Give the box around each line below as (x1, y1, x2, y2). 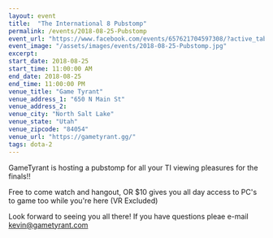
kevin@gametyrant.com (8, 220, 89, 230)
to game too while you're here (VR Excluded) (8, 196, 158, 206)
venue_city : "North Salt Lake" (8, 110, 115, 119)
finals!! (8, 171, 31, 181)
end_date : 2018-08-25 (8, 72, 82, 80)
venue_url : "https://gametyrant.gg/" (8, 132, 136, 141)
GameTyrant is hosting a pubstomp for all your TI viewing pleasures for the (8, 162, 258, 172)
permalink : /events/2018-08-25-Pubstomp (8, 27, 148, 35)
